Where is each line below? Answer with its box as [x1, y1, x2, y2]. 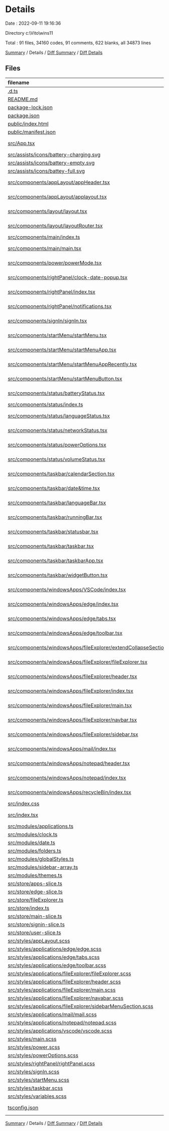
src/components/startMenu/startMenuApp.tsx [8, 346, 117, 353]
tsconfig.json [8, 1104, 39, 1111]
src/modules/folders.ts [8, 847, 61, 854]
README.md [8, 96, 38, 103]
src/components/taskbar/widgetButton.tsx [8, 572, 108, 579]
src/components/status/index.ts [8, 401, 83, 408]
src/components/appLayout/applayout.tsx [8, 193, 107, 200]
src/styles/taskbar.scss [8, 1084, 63, 1091]
